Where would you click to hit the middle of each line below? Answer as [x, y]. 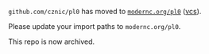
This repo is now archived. [52, 41]
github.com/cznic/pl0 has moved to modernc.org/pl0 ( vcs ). [105, 11]
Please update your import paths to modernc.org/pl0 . [95, 26]
